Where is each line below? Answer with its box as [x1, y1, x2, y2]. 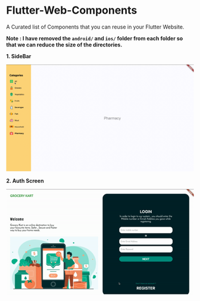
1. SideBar [6, 52, 32, 59]
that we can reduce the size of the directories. [6, 41, 123, 48]
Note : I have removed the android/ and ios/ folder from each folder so [6, 35, 183, 42]
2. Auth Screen [6, 177, 44, 184]
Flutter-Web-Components [6, 4, 137, 17]
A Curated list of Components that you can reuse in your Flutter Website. [6, 23, 185, 30]
